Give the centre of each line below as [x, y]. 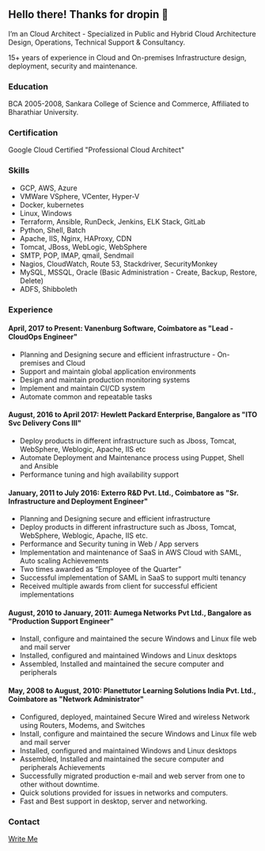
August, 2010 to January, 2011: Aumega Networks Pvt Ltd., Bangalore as [130, 612]
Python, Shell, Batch [53, 230]
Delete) [32, 280]
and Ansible [39, 466]
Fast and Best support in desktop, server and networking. [114, 801]
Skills [19, 171]
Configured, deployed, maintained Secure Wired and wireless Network [135, 717]
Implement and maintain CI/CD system [82, 388]
